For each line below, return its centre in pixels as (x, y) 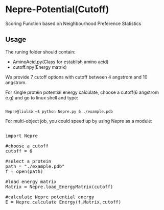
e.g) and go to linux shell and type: (42, 97)
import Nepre (22, 136)
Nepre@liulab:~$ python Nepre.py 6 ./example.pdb (59, 111)
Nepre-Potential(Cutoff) (57, 9)
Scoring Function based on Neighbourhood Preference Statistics (73, 23)
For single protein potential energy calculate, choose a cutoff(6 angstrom (82, 92)
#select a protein (28, 161)
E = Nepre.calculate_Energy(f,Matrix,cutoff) (63, 202)
